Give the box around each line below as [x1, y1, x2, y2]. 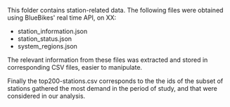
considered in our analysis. [7, 92, 86, 100]
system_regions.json [17, 42, 77, 50]
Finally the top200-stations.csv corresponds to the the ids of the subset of [7, 77, 224, 85]
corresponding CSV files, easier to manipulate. [7, 63, 143, 71]
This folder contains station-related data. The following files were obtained [7, 6, 224, 14]
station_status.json [17, 34, 72, 43]
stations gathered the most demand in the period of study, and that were [7, 84, 218, 92]
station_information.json [17, 27, 88, 35]
